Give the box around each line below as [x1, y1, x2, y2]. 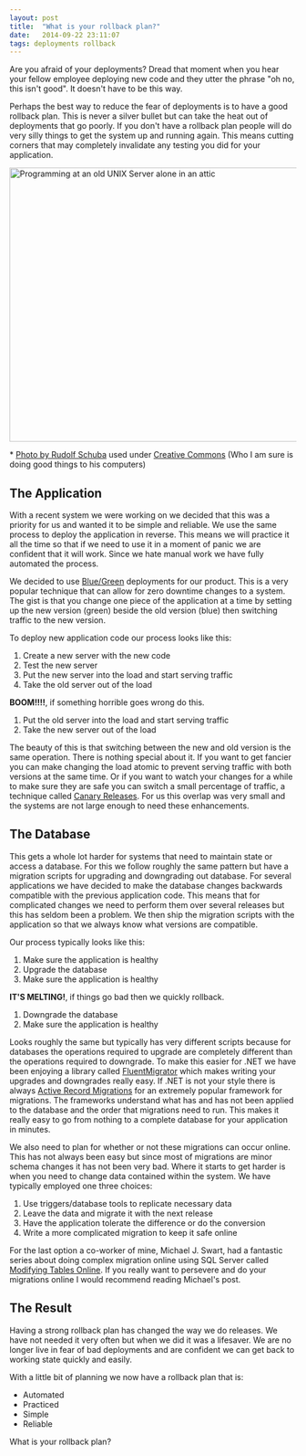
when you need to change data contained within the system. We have [9, 1170, 271, 1181]
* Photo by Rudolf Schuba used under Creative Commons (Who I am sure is [9, 449, 294, 460]
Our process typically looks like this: [9, 936, 146, 947]
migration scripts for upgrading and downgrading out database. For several [9, 870, 291, 881]
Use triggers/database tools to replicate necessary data [22, 1198, 232, 1208]
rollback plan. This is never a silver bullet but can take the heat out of [9, 111, 269, 121]
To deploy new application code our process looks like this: [9, 632, 232, 644]
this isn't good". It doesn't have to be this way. [9, 83, 183, 94]
